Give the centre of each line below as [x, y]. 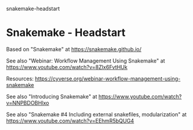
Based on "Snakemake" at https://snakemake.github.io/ [74, 49]
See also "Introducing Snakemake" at [52, 96]
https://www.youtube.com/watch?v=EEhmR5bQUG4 [70, 120]
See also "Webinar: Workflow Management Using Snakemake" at [86, 61]
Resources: [20, 78]
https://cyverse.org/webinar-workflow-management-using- [108, 78]
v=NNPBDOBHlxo [28, 103]
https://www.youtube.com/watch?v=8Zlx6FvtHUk [67, 67]
